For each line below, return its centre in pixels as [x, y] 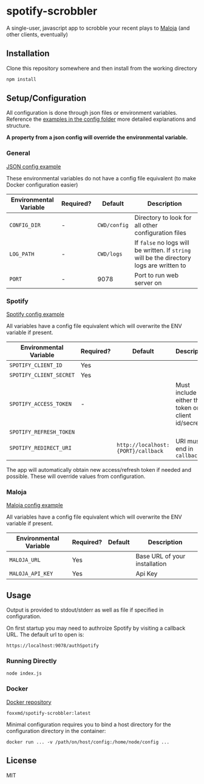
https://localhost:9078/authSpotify [53, 646]
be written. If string [163, 250]
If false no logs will [162, 242]
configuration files [160, 233]
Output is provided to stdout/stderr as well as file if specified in [85, 610]
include [186, 393]
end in [184, 449]
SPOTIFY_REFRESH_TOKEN [42, 432]
